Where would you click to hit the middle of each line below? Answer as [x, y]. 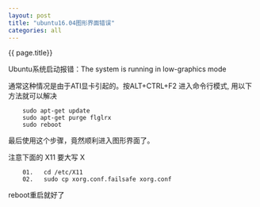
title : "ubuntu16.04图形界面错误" [61, 23]
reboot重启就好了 [36, 195]
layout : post [30, 15]
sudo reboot [42, 125]
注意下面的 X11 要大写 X [47, 157]
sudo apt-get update [56, 111]
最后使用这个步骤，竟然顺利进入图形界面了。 [81, 140]
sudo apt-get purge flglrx [67, 118]
